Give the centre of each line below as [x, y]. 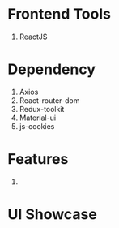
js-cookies [37, 126]
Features [38, 159]
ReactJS [33, 37]
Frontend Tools [59, 14]
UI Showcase [53, 214]
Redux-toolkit [42, 109]
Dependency [52, 69]
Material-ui [38, 118]
